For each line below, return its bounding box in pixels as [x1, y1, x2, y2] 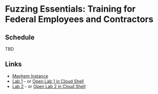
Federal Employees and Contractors [5, 14, 154, 25]
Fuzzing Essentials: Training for [5, 3, 136, 15]
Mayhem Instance [12, 73, 49, 79]
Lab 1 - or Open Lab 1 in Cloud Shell [12, 78, 84, 84]
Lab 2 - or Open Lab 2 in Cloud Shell [12, 83, 86, 89]
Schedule [5, 33, 35, 41]
